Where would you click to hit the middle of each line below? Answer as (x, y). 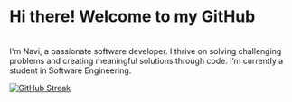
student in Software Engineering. (71, 70)
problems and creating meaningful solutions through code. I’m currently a (146, 60)
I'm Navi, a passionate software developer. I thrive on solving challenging (146, 51)
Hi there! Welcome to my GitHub (132, 17)
